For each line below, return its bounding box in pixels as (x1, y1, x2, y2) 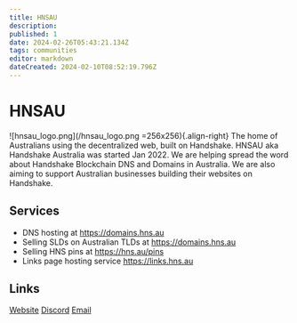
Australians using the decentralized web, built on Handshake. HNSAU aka (9, 140, 279, 150)
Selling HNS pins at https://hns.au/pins (21, 246, 165, 256)
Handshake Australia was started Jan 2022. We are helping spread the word (9, 149, 289, 160)
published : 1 (9, 29, 58, 38)
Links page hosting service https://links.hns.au (21, 255, 194, 266)
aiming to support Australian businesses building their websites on (9, 168, 253, 179)
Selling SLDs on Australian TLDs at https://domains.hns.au (21, 237, 237, 247)
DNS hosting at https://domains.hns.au (21, 227, 165, 238)
